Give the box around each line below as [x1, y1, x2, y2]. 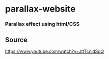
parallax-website [5, 3, 76, 15]
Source [5, 35, 28, 44]
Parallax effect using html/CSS [5, 21, 80, 28]
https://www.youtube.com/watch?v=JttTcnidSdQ [5, 48, 104, 54]
